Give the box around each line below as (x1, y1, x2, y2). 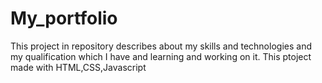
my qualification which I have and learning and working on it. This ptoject (10, 50, 312, 62)
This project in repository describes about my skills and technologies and (10, 40, 312, 52)
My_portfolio (10, 7, 118, 30)
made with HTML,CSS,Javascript (10, 61, 147, 73)
